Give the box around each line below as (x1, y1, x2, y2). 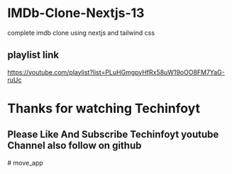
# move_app (7, 158, 44, 167)
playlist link (7, 49, 59, 61)
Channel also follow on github (7, 140, 142, 152)
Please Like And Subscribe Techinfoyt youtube (7, 129, 219, 141)
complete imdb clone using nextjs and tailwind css (7, 28, 155, 37)
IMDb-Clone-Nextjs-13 (7, 5, 145, 21)
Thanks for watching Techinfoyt (7, 100, 201, 116)
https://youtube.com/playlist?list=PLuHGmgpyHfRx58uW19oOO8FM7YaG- (7, 67, 225, 76)
